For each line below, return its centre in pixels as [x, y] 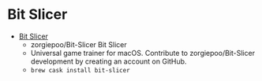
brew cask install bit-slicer [80, 70]
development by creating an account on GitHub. [109, 61]
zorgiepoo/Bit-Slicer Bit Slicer [79, 44]
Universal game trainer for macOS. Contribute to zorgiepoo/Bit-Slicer [143, 53]
